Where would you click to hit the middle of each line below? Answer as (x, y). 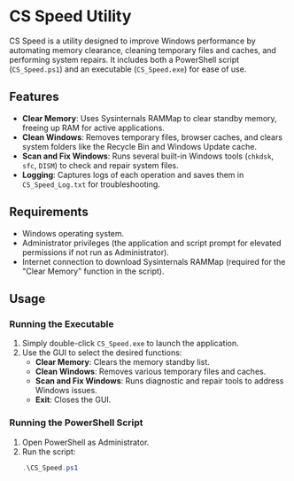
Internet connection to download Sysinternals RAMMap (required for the (154, 261)
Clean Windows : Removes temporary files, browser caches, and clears (152, 137)
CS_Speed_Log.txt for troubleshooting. (91, 184)
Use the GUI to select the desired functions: (102, 353)
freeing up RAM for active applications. (93, 128)
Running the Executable (62, 323)
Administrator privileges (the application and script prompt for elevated (151, 243)
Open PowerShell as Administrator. (85, 442)
